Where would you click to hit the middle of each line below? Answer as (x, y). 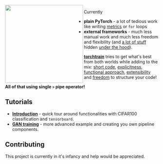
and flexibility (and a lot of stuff (115, 42)
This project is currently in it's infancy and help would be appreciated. (75, 156)
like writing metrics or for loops (116, 27)
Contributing (25, 145)
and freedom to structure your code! (120, 77)
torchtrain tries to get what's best (118, 56)
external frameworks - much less (118, 32)
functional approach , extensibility (117, 72)
